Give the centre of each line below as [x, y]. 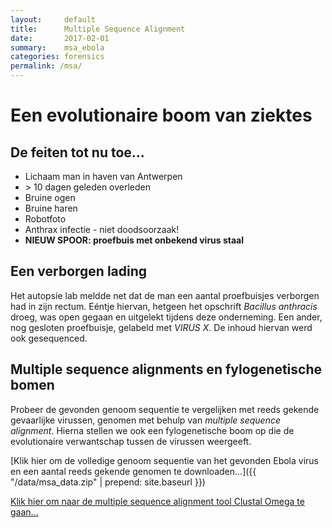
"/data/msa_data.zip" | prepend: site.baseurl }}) [108, 482]
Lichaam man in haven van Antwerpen [103, 176]
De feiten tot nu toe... [77, 152]
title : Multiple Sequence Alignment [98, 29]
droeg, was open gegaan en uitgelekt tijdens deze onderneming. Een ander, [166, 317]
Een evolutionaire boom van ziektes [161, 115]
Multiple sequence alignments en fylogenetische [166, 369]
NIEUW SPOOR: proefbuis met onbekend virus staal [134, 240]
